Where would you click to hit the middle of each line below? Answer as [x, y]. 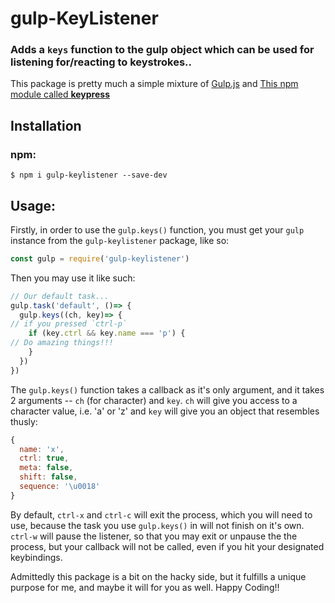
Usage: [33, 205]
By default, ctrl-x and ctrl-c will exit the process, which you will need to [161, 514]
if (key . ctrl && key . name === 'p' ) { [107, 333]
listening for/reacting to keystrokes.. [101, 62]
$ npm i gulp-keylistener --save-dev [89, 175]
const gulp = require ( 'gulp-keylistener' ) [100, 258]
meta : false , [46, 468]
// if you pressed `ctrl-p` [69, 324]
